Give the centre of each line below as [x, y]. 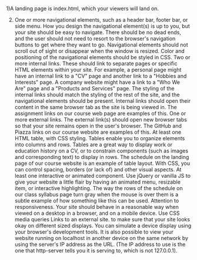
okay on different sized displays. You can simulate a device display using [103, 226]
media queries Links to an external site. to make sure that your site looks [102, 219]
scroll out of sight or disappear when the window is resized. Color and [100, 51]
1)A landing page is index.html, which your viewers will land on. [83, 9]
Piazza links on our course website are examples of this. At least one [98, 132]
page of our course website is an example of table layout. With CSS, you [102, 163]
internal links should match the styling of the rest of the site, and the [97, 94]
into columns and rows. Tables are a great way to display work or [94, 144]
